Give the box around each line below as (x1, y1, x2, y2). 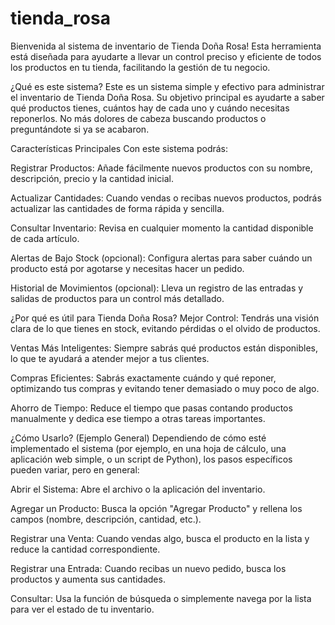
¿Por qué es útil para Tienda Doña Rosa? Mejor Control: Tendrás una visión (10, 312, 320, 324)
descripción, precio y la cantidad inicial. (10, 172, 174, 184)
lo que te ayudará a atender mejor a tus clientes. (10, 352, 210, 364)
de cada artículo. (10, 232, 80, 244)
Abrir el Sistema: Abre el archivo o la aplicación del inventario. (10, 483, 266, 495)
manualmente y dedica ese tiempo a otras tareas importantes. (10, 412, 266, 424)
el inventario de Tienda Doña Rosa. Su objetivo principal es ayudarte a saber (10, 91, 325, 103)
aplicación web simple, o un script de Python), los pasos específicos (10, 453, 293, 465)
